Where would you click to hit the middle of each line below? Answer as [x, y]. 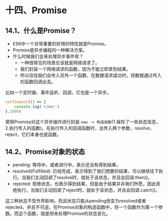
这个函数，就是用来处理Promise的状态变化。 [65, 213]
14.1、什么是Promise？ [41, 31]
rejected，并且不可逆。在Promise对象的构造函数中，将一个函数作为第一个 [82, 207]
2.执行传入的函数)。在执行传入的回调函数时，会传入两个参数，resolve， [80, 128]
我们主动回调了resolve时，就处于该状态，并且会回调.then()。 [89, 178]
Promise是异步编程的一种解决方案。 [50, 50]
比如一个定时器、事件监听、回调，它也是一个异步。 [58, 92]
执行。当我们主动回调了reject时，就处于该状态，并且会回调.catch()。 [89, 190]
